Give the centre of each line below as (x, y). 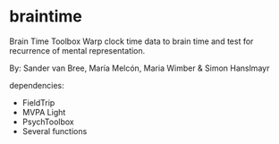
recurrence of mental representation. (77, 50)
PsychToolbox (48, 122)
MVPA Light (44, 112)
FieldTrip (38, 102)
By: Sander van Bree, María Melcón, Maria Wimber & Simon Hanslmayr (139, 68)
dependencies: (37, 85)
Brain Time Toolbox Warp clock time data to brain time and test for (131, 41)
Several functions (55, 131)
